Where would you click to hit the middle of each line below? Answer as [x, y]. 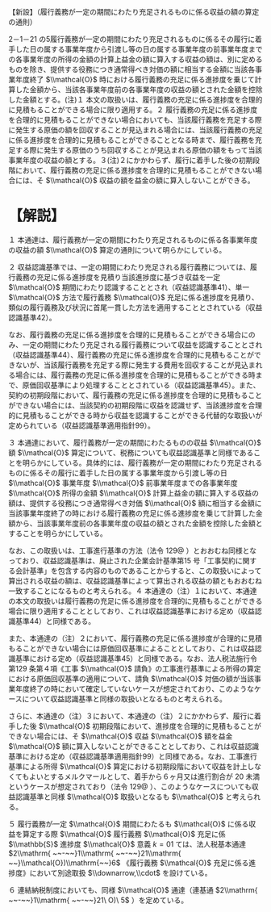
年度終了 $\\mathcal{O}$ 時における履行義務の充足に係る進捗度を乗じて [135, 79]
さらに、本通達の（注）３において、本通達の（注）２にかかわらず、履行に [131, 716]
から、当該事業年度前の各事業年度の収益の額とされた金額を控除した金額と [139, 523]
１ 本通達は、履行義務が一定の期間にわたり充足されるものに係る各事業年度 [133, 240]
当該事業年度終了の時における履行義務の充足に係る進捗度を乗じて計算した [132, 513]
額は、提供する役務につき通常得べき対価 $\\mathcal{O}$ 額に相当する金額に [135, 503]
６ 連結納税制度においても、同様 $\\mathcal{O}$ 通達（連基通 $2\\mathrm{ [133, 889]
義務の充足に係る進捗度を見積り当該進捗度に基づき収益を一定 [117, 277]
